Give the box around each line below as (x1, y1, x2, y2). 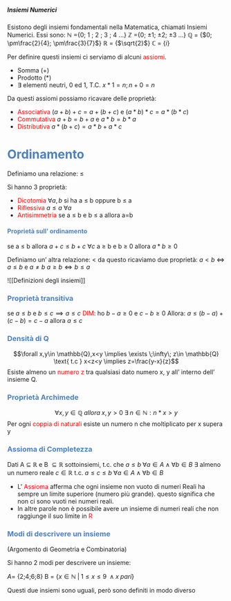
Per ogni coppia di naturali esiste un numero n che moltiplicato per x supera (7, 420, 223, 428)
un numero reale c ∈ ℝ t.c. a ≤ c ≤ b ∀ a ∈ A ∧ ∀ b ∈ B (7, 469, 164, 477)
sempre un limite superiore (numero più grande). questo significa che (17, 490, 215, 498)
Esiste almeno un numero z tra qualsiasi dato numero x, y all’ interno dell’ (7, 367, 215, 376)
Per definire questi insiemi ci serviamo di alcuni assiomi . (7, 53, 167, 61)
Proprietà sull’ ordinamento (7, 227, 88, 235)
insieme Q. (7, 375, 38, 383)
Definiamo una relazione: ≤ (7, 169, 84, 178)
